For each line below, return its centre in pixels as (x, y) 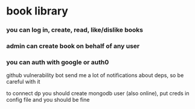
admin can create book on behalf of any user (73, 46)
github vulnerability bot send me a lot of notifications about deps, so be (95, 75)
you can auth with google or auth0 (58, 62)
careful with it (23, 82)
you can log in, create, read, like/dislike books (75, 30)
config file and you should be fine (48, 100)
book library (37, 11)
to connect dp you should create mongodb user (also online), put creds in (98, 93)
